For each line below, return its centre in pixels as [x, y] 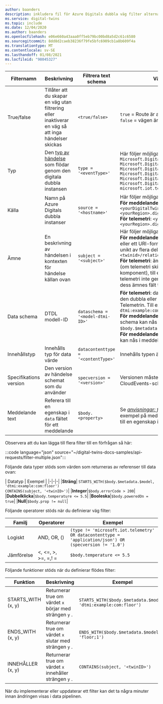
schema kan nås [139, 322]
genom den [57, 171]
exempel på [133, 416]
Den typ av [57, 153]
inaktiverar [57, 121]
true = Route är [138, 114]
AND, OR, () [51, 538]
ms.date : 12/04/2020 [26, 28]
